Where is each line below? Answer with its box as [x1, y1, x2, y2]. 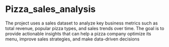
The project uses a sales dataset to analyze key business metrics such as [5, 20, 158, 26]
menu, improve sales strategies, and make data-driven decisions [5, 36, 140, 42]
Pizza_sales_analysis [5, 3, 96, 15]
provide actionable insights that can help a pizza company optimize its [5, 30, 151, 36]
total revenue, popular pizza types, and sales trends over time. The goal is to [5, 25, 164, 31]
